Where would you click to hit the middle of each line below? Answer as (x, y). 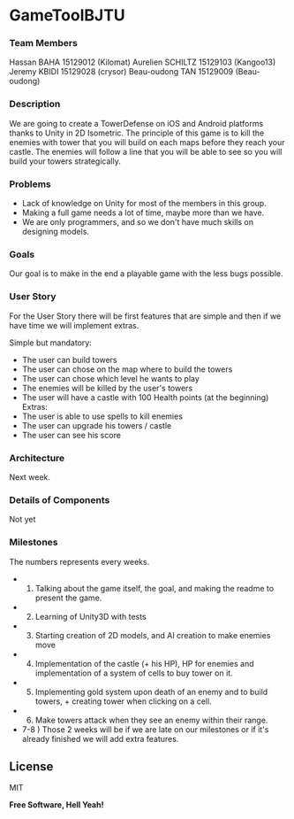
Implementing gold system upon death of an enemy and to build (151, 692)
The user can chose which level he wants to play (111, 378)
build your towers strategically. (65, 161)
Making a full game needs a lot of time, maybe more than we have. (143, 212)
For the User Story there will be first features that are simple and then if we (145, 316)
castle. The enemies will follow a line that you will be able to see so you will (146, 151)
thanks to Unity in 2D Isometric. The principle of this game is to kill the (137, 133)
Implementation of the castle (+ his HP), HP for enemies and (144, 663)
